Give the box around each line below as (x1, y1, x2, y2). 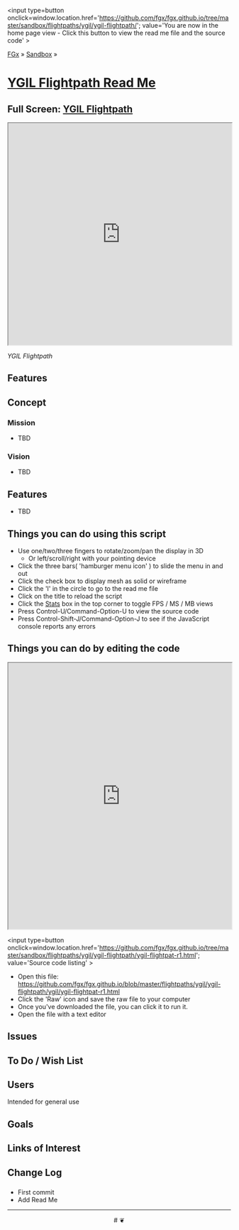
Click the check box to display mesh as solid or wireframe (17, 577, 187, 585)
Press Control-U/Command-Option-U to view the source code (17, 607, 199, 615)
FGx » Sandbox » (7, 50, 58, 58)
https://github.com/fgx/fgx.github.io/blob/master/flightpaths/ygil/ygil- (17, 979, 221, 988)
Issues (7, 1030, 38, 1043)
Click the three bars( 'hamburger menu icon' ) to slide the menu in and (17, 562, 223, 570)
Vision (7, 452, 30, 461)
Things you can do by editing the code (7, 643, 180, 655)
